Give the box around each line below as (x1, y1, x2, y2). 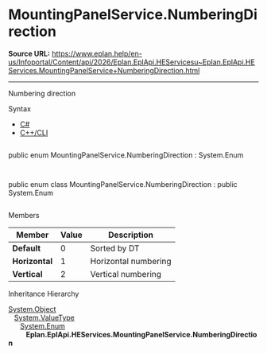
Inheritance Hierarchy (8, 289, 79, 298)
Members (8, 210, 40, 220)
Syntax (8, 103, 32, 113)
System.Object (8, 304, 56, 313)
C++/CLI (19, 127, 48, 137)
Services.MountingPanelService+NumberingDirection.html (8, 65, 200, 75)
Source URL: (8, 49, 50, 58)
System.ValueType (14, 313, 75, 322)
